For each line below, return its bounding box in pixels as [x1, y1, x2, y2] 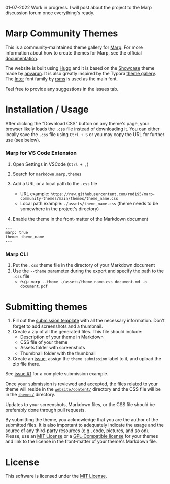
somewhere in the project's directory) [20, 206, 99, 212]
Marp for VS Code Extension [5, 149, 77, 156]
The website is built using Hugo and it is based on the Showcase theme [5, 65, 155, 71]
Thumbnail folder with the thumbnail [20, 350, 96, 356]
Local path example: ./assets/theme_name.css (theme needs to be [20, 201, 158, 207]
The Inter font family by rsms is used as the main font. [5, 76, 118, 82]
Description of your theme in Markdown [20, 334, 104, 340]
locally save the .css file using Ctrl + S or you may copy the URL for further [5, 131, 165, 137]
